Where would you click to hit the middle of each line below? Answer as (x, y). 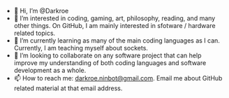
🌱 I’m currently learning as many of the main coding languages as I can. (117, 41)
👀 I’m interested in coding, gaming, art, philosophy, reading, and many (114, 18)
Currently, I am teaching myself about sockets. (81, 48)
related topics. (35, 33)
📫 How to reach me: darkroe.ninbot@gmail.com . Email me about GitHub (118, 78)
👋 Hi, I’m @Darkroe (41, 11)
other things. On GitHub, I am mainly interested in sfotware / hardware (114, 26)
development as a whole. (50, 70)
